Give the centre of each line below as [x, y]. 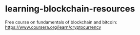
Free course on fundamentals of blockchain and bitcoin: [61, 22]
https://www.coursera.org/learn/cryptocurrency [53, 27]
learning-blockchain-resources [70, 9]
